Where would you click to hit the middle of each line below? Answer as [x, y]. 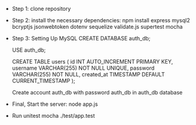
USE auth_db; [29, 50]
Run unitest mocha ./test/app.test [53, 116]
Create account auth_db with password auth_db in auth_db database [97, 92]
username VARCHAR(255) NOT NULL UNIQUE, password [83, 68]
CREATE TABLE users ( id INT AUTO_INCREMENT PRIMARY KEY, [92, 62]
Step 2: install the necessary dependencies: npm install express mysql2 [101, 20]
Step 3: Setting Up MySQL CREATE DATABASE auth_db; [81, 38]
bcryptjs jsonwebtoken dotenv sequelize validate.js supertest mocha [97, 27]
